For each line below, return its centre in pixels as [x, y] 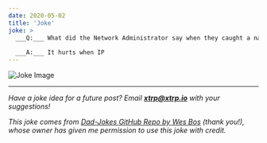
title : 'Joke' [32, 23]
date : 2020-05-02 [37, 15]
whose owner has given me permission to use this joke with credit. [117, 130]
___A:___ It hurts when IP [60, 52]
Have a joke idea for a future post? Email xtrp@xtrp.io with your [114, 98]
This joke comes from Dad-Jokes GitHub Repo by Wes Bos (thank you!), [126, 122]
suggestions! [29, 106]
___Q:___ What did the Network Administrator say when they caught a [133, 38]
